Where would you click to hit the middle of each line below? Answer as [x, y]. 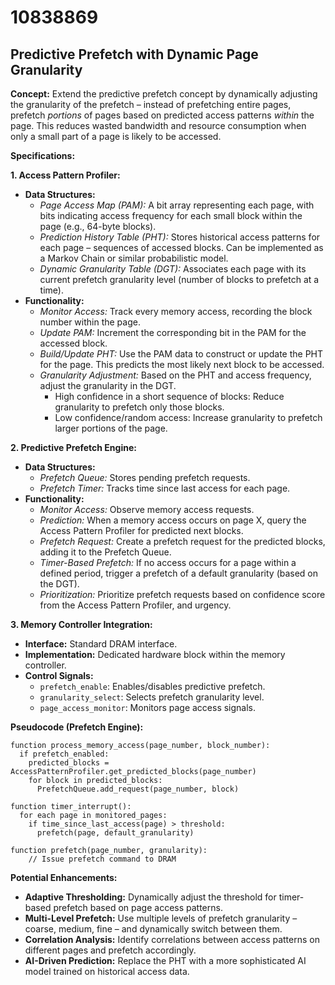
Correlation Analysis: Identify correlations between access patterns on [172, 939]
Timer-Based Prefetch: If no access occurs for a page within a [168, 562]
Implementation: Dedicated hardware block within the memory [155, 654]
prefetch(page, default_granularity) [115, 833]
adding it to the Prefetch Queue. [105, 552]
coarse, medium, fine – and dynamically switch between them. [153, 929]
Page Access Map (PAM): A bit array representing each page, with [177, 205]
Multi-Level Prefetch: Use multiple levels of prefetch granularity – [161, 918]
